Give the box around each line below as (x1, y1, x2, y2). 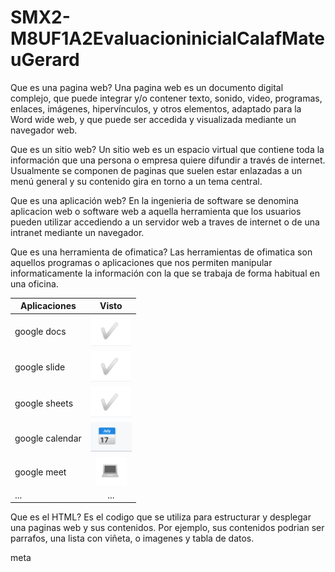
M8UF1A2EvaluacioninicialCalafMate (10, 27, 326, 50)
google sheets (14, 397, 74, 409)
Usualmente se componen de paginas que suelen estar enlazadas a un (10, 164, 303, 176)
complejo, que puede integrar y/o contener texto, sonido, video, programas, (10, 92, 323, 104)
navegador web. (10, 124, 78, 136)
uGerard (10, 49, 80, 71)
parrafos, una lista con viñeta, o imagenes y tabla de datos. (10, 532, 255, 545)
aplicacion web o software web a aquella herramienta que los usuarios (10, 205, 302, 217)
